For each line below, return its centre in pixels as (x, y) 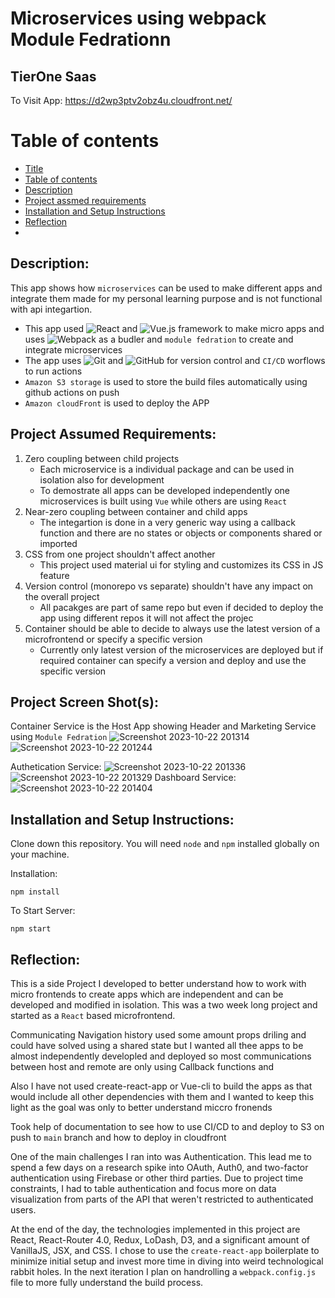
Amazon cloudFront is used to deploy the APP (117, 403)
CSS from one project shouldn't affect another (120, 554)
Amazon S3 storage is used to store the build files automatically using (166, 381)
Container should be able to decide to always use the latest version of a (172, 628)
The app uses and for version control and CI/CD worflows (175, 360)
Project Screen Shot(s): (84, 702)
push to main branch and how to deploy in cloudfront (118, 1137)
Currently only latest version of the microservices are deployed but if (181, 649)
